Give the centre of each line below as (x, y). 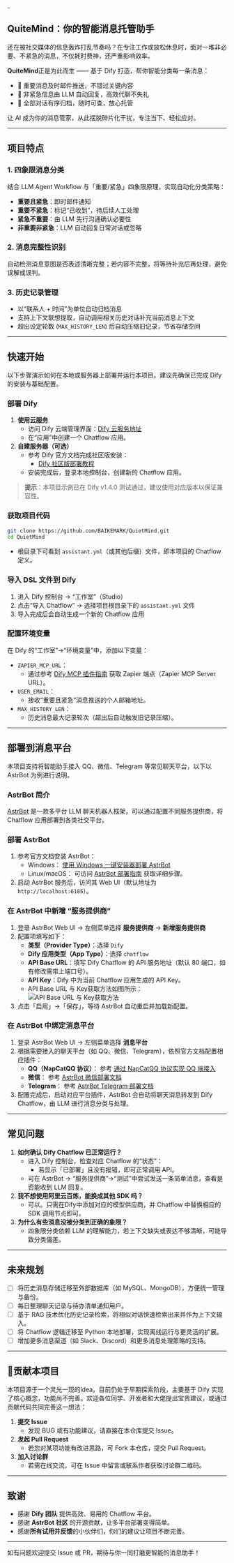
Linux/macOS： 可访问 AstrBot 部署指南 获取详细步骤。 (107, 874)
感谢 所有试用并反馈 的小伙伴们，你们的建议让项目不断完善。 (103, 1532)
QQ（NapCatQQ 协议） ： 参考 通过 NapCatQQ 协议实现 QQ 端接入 (122, 1068)
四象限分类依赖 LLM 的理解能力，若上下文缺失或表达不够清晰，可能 (124, 1230)
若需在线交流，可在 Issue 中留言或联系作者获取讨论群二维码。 (116, 1465)
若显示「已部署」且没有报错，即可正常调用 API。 (108, 1169)
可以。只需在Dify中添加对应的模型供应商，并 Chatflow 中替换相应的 (124, 1204)
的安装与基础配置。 (35, 384)
